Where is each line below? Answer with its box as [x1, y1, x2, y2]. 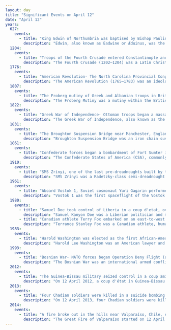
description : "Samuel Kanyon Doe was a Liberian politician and [23, 212, 163, 217]
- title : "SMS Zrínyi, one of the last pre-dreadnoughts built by [18, 169, 163, 174]
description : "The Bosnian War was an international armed [23, 259, 152, 265]
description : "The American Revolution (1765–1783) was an [23, 79, 152, 84]
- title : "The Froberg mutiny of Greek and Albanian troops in [18, 93, 156, 98]
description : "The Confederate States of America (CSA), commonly [23, 155, 167, 160]
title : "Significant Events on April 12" [5, 12, 95, 17]
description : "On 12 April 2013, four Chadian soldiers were [23, 298, 156, 303]
